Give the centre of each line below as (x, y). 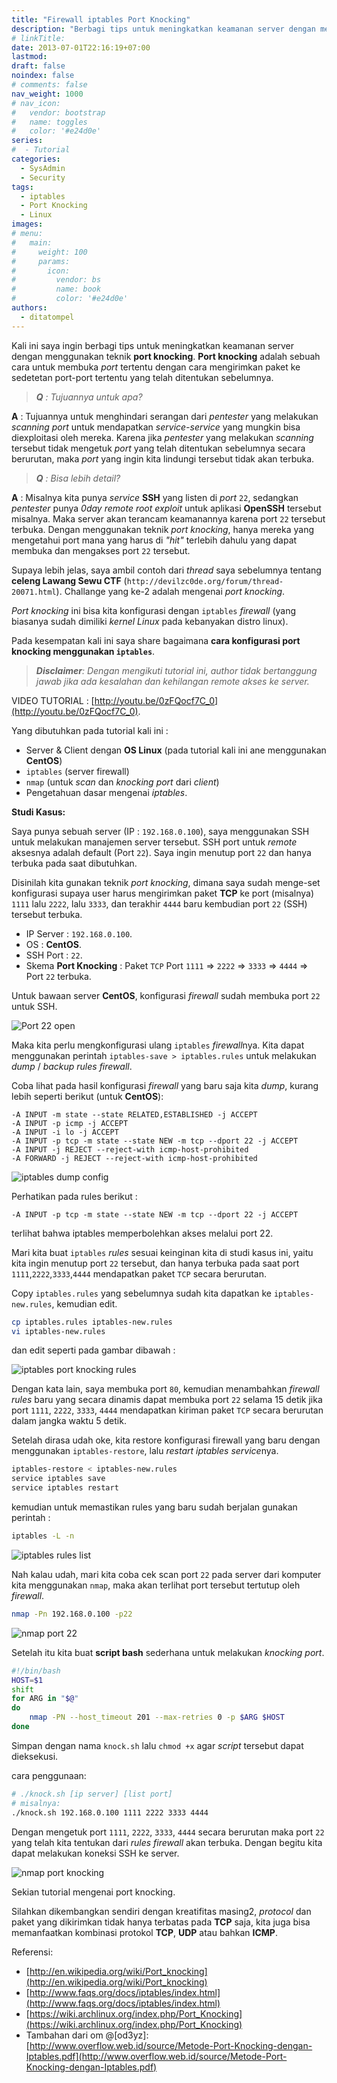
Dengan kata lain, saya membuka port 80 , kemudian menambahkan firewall (165, 1389)
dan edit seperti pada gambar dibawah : (93, 1350)
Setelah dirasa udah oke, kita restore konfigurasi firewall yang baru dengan (166, 1440)
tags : (22, 187)
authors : (29, 308)
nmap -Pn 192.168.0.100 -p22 (72, 1614)
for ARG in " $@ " (45, 1699)
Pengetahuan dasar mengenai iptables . (106, 792)
